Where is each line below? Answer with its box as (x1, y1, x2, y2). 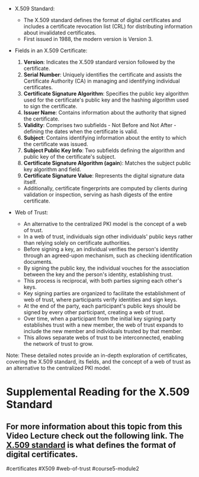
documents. (23, 258, 53, 265)
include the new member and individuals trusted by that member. (23, 328, 182, 334)
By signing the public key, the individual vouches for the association (23, 264, 190, 271)
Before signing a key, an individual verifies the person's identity (23, 246, 179, 252)
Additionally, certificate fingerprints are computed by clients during (23, 185, 188, 192)
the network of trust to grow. (23, 340, 94, 347)
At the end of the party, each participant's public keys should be (23, 302, 181, 309)
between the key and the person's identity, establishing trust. (23, 271, 173, 278)
